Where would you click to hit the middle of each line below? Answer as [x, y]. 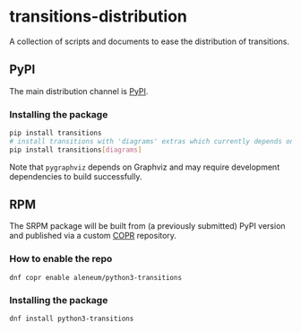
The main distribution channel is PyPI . [79, 91]
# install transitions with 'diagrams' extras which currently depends [146, 141]
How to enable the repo [61, 259]
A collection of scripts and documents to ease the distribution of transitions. [149, 41]
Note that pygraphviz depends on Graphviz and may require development [145, 167]
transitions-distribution [99, 17]
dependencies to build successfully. [76, 176]
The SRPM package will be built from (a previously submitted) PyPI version [147, 226]
